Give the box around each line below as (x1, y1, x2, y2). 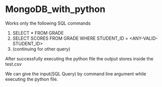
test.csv (5, 61, 22, 67)
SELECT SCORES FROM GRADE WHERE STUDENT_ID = (12, 35, 128, 41)
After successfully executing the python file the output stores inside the (5, 55, 153, 61)
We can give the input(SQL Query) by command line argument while (5, 70, 146, 76)
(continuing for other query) (12, 46, 70, 52)
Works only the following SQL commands (5, 20, 91, 26)
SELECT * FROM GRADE (12, 30, 64, 36)
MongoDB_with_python (5, 4, 106, 15)
